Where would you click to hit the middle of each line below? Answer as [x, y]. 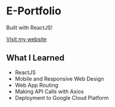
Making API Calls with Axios [49, 91]
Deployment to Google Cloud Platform [62, 97]
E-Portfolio [34, 11]
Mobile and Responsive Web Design [59, 78]
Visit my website [26, 39]
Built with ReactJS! [29, 27]
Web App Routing [37, 85]
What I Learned [35, 58]
